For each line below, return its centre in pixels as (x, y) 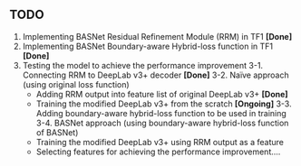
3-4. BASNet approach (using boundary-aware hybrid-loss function (162, 123)
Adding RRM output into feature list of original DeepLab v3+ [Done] (162, 94)
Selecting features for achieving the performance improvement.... (158, 152)
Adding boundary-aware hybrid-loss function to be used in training (161, 113)
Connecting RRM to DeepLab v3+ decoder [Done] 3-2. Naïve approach (155, 75)
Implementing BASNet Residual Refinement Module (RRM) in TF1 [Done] (157, 36)
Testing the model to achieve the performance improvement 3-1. (143, 65)
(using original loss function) (76, 84)
